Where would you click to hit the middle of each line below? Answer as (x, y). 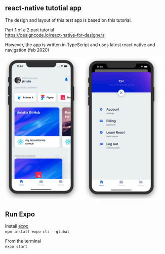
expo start (16, 247)
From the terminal (23, 241)
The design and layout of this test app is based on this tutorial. (69, 20)
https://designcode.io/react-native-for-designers (55, 35)
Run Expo (20, 214)
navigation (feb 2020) (27, 50)
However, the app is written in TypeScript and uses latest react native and (80, 45)
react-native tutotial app (43, 8)
